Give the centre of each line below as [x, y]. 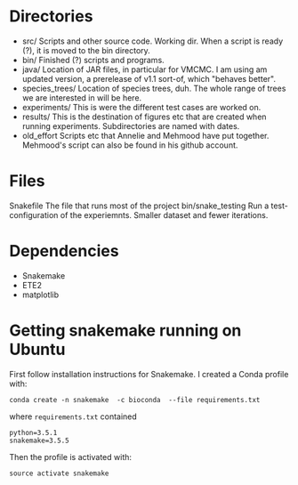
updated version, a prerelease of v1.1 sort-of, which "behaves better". [149, 78]
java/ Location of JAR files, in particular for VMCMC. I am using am [145, 69]
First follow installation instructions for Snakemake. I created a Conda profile [149, 374]
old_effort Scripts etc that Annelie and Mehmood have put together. [145, 135]
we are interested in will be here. [82, 97]
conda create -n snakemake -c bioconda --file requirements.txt [135, 400]
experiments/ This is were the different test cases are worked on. [141, 107]
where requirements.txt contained [73, 416]
